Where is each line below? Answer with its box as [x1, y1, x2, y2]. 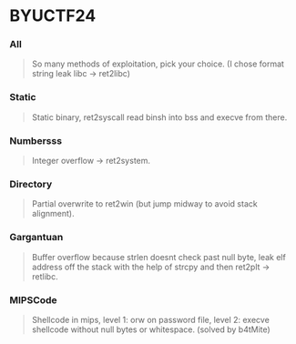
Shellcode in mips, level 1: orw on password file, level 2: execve [31, 314, 270, 325]
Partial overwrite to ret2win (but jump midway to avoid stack [31, 198, 258, 209]
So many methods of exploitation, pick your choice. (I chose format [31, 58, 285, 69]
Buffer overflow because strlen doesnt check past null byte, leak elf [31, 251, 287, 262]
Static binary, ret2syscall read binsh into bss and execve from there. [31, 111, 288, 123]
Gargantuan [9, 231, 64, 244]
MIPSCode [9, 293, 57, 306]
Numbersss [9, 134, 62, 147]
